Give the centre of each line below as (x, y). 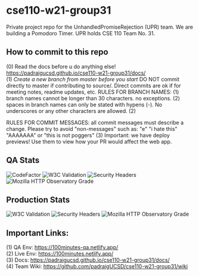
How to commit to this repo (57, 52)
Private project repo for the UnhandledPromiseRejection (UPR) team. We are (100, 27)
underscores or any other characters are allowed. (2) (71, 111)
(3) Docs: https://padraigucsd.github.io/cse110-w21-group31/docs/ (88, 260)
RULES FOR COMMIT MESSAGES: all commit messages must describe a (95, 122)
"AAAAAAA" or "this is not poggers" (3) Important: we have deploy (88, 135)
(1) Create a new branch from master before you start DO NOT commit (93, 79)
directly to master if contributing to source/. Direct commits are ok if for (94, 85)
